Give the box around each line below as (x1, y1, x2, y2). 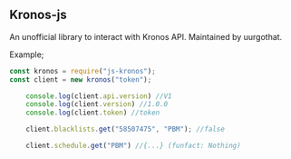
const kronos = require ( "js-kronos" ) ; (9, 66, 156, 75)
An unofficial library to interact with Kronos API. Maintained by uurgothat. (9, 31, 283, 42)
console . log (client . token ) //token (25, 108, 160, 117)
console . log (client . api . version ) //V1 (25, 91, 172, 101)
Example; (9, 49, 44, 60)
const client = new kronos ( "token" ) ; (9, 75, 152, 84)
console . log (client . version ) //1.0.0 (25, 100, 169, 109)
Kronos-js (9, 7, 68, 23)
